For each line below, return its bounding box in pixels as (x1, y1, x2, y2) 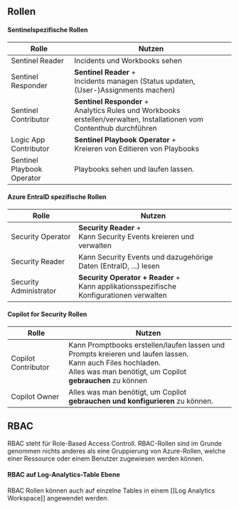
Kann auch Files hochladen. (68, 358, 161, 368)
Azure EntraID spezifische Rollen (7, 193, 107, 201)
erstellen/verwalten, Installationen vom (74, 114, 204, 124)
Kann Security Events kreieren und (78, 231, 194, 241)
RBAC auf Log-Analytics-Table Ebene (7, 471, 120, 479)
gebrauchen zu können (68, 376, 148, 385)
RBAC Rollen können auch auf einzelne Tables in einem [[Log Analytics (7, 486, 216, 495)
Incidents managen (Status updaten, (74, 76, 196, 86)
